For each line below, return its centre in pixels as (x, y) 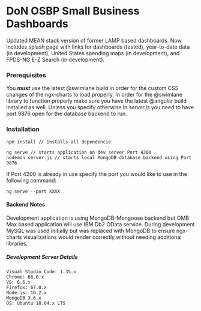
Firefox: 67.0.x (26, 287)
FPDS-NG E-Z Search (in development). (55, 59)
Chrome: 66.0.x (25, 277)
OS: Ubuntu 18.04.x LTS (36, 303)
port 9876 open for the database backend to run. (67, 114)
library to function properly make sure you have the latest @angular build (97, 101)
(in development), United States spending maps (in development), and (93, 53)
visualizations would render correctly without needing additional (102, 237)
